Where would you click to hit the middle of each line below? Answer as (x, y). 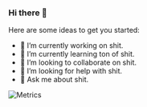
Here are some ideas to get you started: (74, 30)
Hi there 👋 (28, 13)
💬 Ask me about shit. (54, 80)
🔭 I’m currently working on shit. (71, 46)
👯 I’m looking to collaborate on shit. (78, 62)
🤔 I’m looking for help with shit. (71, 71)
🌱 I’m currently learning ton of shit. (77, 54)
